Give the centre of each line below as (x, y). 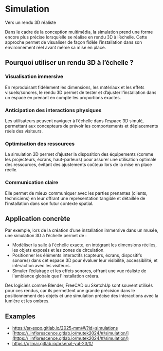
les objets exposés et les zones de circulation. (58, 250)
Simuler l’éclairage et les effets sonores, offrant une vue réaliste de (79, 271)
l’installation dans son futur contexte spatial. (49, 203)
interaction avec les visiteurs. (41, 266)
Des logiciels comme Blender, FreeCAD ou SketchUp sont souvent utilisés (79, 285)
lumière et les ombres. (27, 301)
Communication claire (32, 183)
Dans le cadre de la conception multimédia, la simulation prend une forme (79, 32)
